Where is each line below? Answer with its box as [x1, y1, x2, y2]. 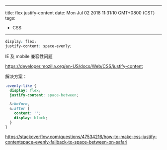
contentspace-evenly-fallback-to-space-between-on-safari [5, 139, 128, 145]
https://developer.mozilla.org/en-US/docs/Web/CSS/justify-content [5, 63, 143, 69]
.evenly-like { [5, 83, 37, 88]
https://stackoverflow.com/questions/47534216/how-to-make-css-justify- [5, 134, 158, 140]
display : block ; [14, 115, 48, 120]
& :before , [9, 101, 30, 107]
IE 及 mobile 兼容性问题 [5, 53, 53, 59]
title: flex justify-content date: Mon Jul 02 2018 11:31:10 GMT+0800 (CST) [5, 10, 155, 15]
